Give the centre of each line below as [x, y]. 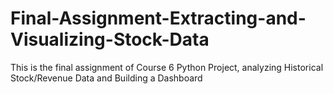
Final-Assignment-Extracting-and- [158, 18]
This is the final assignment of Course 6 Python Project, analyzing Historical [167, 67]
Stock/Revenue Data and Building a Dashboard [106, 78]
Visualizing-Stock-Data [110, 39]
